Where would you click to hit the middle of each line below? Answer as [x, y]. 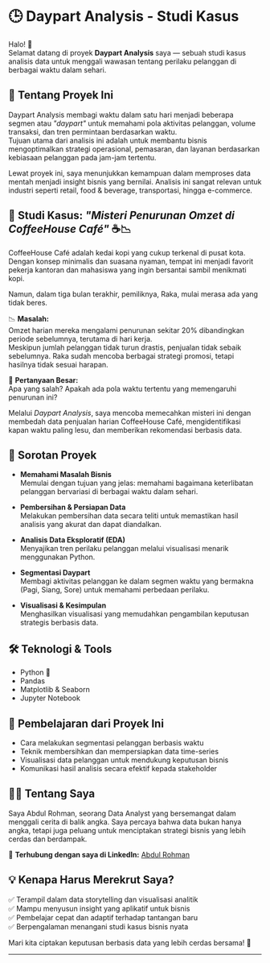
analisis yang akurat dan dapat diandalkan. [91, 525]
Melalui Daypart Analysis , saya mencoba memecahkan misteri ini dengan [130, 413]
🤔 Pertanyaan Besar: [43, 380]
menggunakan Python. [57, 557]
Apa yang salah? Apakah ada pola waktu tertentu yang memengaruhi [123, 388]
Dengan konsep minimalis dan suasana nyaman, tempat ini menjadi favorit [131, 261]
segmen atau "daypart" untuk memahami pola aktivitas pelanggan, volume [132, 123]
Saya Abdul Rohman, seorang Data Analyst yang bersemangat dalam [123, 813]
